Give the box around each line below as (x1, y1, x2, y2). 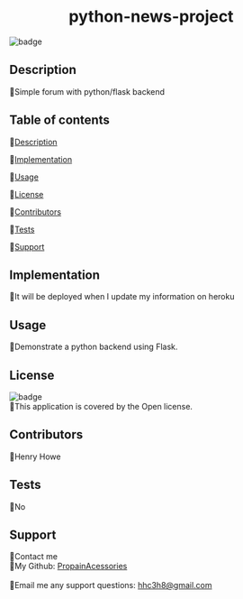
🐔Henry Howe (9, 451, 61, 462)
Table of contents (9, 113, 110, 128)
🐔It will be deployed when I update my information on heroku (9, 291, 235, 302)
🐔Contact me (9, 551, 58, 562)
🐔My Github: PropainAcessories (9, 561, 128, 572)
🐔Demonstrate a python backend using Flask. (9, 341, 178, 353)
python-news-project (68, 6, 234, 27)
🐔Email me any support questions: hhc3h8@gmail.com (9, 580, 213, 591)
